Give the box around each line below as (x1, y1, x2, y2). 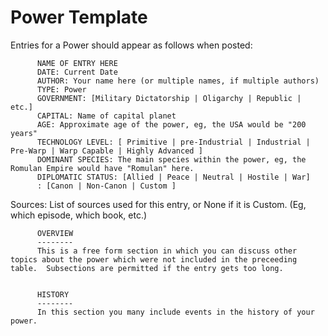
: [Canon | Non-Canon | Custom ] (36, 181, 177, 191)
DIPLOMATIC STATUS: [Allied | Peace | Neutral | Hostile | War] (36, 172, 311, 182)
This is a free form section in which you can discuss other (36, 246, 298, 256)
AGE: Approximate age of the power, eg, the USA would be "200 (36, 119, 307, 130)
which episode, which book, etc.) (10, 209, 148, 221)
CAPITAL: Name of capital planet (36, 111, 177, 121)
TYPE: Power (36, 84, 87, 95)
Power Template (10, 6, 148, 29)
